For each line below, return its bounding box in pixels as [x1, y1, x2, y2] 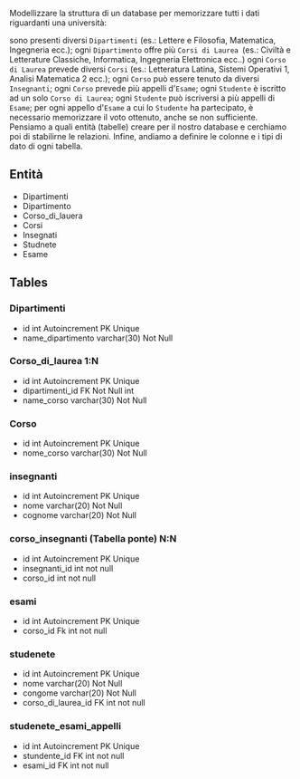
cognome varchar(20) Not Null [22, 510, 137, 521]
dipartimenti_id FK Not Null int [22, 385, 135, 396]
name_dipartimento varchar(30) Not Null [22, 332, 173, 343]
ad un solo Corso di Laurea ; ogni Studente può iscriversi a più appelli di [9, 92, 276, 103]
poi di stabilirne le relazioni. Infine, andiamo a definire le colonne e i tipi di [9, 131, 283, 141]
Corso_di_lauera [22, 210, 83, 221]
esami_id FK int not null [22, 760, 109, 771]
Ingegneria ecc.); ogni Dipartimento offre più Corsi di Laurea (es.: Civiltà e [9, 44, 291, 55]
